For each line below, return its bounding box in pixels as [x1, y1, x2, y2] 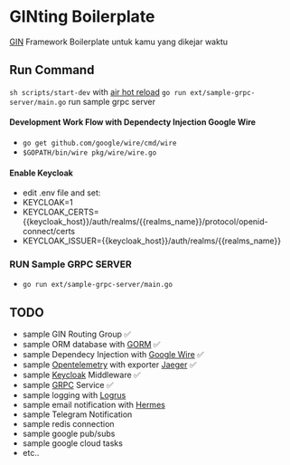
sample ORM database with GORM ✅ [22, 339, 161, 350]
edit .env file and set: [22, 187, 101, 198]
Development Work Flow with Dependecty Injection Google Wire [9, 117, 256, 128]
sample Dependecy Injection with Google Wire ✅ [22, 349, 205, 360]
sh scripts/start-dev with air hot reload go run [9, 86, 187, 97]
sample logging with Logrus [22, 390, 126, 401]
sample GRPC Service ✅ [22, 380, 114, 391]
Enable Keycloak [9, 167, 74, 178]
